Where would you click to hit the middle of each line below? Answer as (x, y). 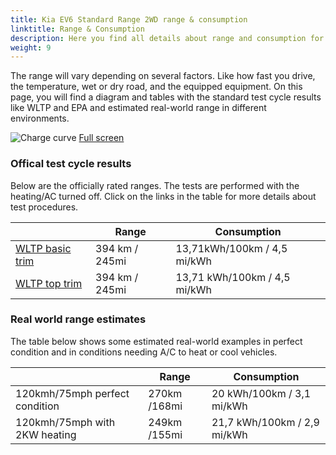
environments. (40, 118)
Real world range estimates (78, 319)
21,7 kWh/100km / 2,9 (265, 422)
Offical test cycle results (71, 164)
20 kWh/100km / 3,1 (261, 393)
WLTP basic (43, 248)
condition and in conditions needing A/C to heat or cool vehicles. (144, 352)
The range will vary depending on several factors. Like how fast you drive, (163, 76)
